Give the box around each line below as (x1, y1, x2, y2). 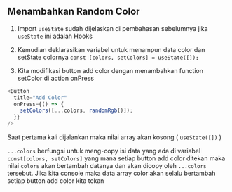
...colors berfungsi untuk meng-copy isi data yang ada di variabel (7, 147, 201, 155)
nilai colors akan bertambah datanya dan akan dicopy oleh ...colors (7, 162, 207, 170)
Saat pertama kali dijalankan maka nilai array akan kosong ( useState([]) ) (7, 133, 222, 141)
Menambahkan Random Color (7, 6, 140, 18)
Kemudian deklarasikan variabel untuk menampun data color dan (17, 45, 205, 53)
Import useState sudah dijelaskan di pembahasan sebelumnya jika (17, 24, 208, 32)
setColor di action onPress (17, 74, 95, 82)
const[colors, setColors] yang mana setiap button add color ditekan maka (7, 154, 226, 162)
